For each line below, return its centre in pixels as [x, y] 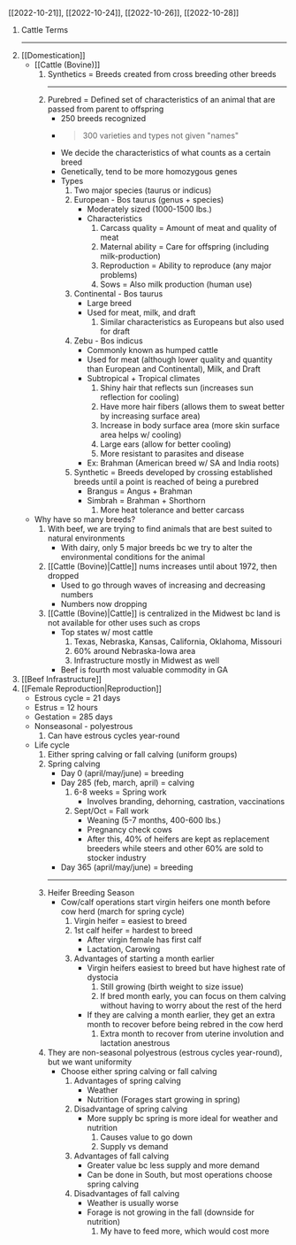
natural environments [86, 538]
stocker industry [117, 858]
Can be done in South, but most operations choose [180, 1175]
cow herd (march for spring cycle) [122, 911]
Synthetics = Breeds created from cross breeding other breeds [162, 74]
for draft [115, 331]
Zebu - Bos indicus [108, 341]
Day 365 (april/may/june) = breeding [127, 867]
